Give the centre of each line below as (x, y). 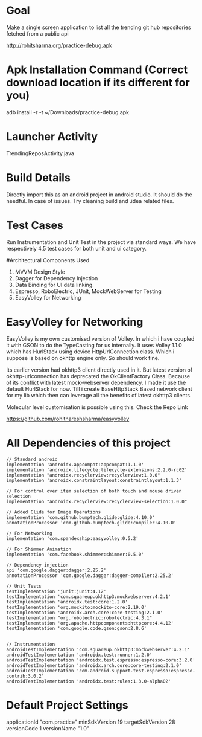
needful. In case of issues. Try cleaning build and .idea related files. (90, 201)
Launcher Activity (52, 137)
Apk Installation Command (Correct (97, 70)
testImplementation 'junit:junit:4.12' (56, 591)
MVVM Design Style (40, 272)
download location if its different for (98, 83)
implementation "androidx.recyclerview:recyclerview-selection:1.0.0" (97, 501)
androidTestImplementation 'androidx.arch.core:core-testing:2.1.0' (94, 665)
